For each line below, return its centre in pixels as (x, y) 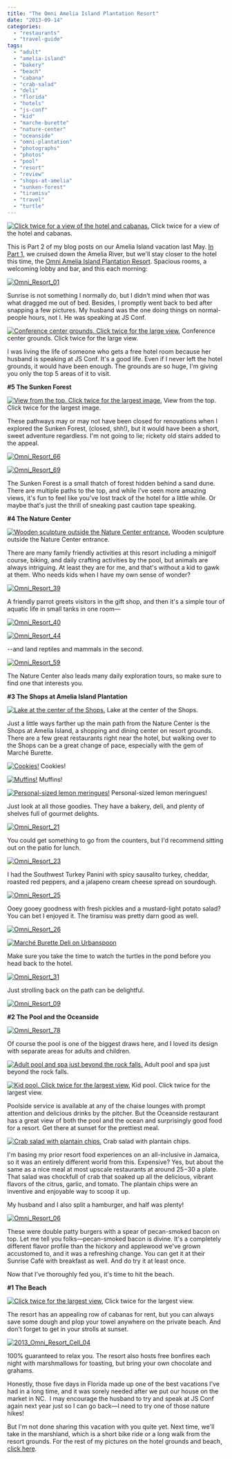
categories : (24, 26)
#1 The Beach (27, 1287)
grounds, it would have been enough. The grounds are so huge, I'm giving (112, 366)
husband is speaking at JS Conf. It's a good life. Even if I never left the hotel (115, 359)
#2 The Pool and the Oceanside (53, 1017)
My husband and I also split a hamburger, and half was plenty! (96, 1204)
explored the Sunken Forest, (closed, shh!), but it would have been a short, (113, 428)
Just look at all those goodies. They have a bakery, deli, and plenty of (106, 806)
